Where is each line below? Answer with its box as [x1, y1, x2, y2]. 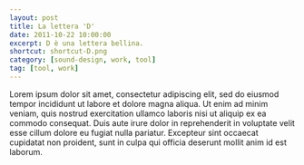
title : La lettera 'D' [9, 22, 95, 31]
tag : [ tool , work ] [9, 64, 79, 73]
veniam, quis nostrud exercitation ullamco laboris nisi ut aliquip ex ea [9, 108, 267, 119]
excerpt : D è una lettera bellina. [9, 38, 144, 48]
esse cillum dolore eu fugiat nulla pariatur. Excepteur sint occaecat [9, 127, 259, 138]
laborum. [9, 146, 44, 157]
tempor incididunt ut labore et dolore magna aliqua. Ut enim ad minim [9, 98, 269, 109]
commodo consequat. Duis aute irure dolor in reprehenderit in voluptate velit [9, 117, 295, 128]
